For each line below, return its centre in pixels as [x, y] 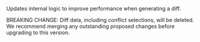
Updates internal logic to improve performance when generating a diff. [94, 9]
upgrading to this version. [38, 33]
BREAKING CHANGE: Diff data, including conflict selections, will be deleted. [100, 20]
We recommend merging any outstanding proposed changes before [90, 26]
